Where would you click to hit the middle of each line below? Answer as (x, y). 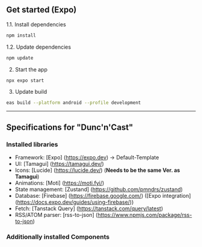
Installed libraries (32, 144)
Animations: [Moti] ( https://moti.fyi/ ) (60, 183)
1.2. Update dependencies (38, 47)
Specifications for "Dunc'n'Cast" (70, 127)
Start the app (31, 69)
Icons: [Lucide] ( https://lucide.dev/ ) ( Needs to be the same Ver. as (97, 170)
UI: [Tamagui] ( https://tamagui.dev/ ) (59, 164)
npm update (20, 58)
